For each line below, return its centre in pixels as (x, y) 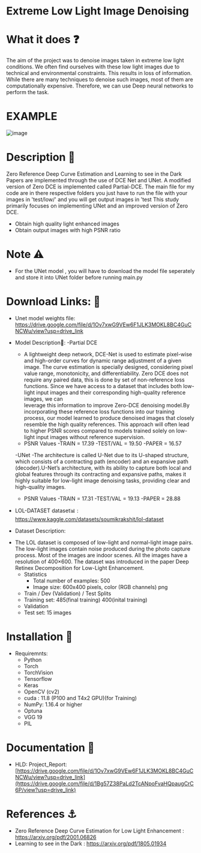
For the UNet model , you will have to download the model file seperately (105, 271)
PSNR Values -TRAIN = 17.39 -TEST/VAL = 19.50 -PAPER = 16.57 (103, 443)
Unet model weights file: (45, 318)
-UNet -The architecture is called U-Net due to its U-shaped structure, (102, 455)
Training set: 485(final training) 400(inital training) (86, 600)
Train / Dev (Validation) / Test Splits (67, 593)
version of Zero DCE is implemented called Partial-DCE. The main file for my (100, 187)
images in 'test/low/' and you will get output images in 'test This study (93, 199)
